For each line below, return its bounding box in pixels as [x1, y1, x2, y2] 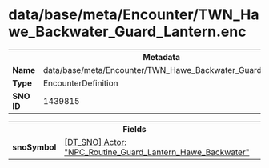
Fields [122, 123, 147, 134]
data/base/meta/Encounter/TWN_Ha [8, 6, 259, 24]
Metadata [143, 51, 180, 62]
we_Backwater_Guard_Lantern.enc [8, 22, 247, 41]
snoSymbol [12, 142, 57, 153]
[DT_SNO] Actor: [63, 136, 126, 147]
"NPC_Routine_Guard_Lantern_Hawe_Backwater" [63, 146, 250, 158]
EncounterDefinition [42, 78, 118, 89]
